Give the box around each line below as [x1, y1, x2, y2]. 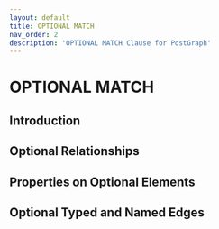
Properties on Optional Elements [9, 174, 196, 189]
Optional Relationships [9, 143, 140, 159]
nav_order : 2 [9, 30, 59, 39]
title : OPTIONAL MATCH [9, 22, 95, 31]
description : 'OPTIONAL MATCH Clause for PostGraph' [9, 38, 212, 48]
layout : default [9, 13, 70, 23]
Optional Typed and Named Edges [9, 205, 205, 220]
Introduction [9, 113, 81, 128]
